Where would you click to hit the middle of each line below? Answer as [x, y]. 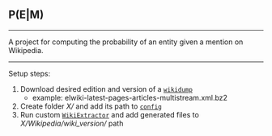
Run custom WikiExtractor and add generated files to [110, 114]
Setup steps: [30, 73]
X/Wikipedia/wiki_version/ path [72, 123]
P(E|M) [26, 15]
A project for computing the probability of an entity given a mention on [126, 42]
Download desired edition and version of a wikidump [106, 89]
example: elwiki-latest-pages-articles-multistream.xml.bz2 [130, 97]
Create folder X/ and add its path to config [91, 106]
